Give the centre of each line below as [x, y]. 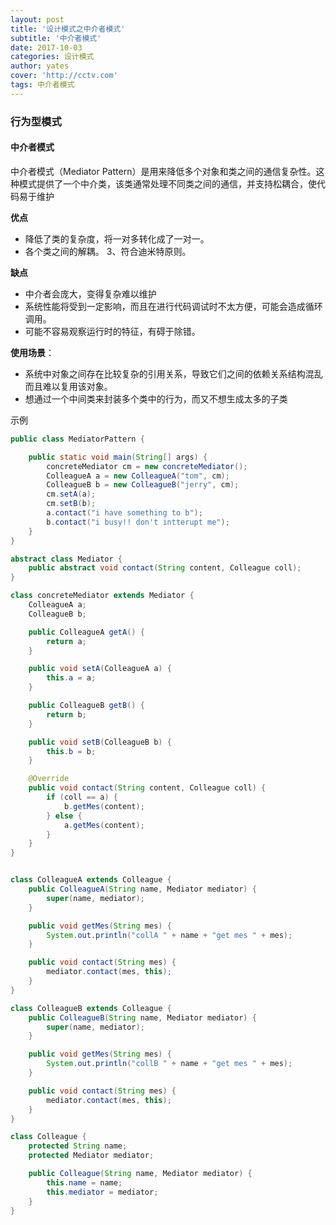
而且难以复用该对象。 [68, 386]
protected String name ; [78, 1146]
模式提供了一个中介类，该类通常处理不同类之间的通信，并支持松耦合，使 [167, 183]
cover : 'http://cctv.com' [64, 76]
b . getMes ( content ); [104, 806]
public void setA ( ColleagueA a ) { [100, 669]
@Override [49, 779]
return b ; [66, 714]
